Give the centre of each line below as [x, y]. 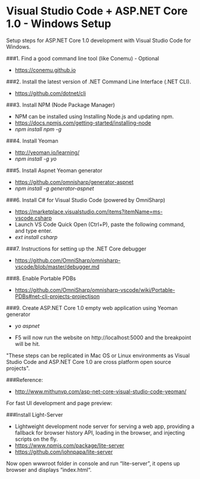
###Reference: [25, 379]
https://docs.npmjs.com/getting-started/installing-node [83, 123]
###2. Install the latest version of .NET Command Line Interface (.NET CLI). [99, 82]
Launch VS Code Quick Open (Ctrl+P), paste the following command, [100, 224]
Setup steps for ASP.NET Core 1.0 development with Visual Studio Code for [99, 40]
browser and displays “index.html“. [49, 469]
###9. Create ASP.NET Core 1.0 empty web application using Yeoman [92, 308]
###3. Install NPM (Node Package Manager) [61, 105]
